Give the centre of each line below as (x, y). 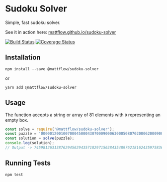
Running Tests (28, 163)
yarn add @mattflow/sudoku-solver (41, 87)
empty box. (17, 120)
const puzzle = (21, 134)
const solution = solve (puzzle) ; (40, 138)
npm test (14, 175)
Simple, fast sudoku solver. (33, 22)
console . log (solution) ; (30, 143)
